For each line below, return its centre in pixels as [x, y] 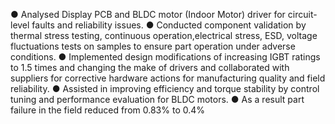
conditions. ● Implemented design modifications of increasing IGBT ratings [165, 57]
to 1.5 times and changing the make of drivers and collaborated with [150, 67]
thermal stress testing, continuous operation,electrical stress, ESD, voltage [164, 35]
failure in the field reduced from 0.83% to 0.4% [108, 110]
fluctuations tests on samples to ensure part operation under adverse [153, 46]
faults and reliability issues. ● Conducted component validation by [169, 25]
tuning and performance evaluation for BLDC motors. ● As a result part [157, 99]
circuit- [302, 14]
